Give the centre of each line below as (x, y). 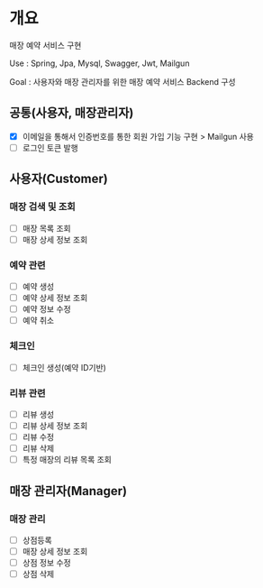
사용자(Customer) (59, 179)
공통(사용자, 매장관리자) (72, 113)
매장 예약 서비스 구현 (45, 45)
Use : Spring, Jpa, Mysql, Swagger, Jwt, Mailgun (100, 63)
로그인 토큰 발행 (50, 147)
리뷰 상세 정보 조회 (55, 426)
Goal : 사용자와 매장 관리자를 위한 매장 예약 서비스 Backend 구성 (122, 81)
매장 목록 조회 (46, 228)
